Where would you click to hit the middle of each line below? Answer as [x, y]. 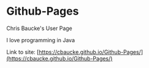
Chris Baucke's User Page [39, 28]
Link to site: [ [23, 52]
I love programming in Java [41, 40]
